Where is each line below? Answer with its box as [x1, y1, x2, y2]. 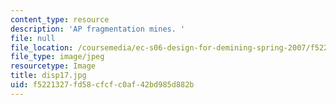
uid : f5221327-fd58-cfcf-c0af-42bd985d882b [10, 80, 195, 90]
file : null [10, 33, 56, 43]
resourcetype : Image [10, 61, 97, 71]
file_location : [10, 42, 74, 53]
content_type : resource [10, 14, 110, 25]
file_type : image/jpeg [10, 52, 105, 62]
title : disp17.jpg [10, 71, 87, 81]
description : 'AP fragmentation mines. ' [10, 24, 186, 34]
